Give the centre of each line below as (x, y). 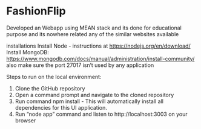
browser (25, 120)
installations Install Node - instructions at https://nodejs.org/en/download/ (98, 46)
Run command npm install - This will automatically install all (89, 101)
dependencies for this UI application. (61, 107)
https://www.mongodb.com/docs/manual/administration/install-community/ (100, 58)
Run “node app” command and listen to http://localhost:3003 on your (101, 114)
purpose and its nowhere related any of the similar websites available (93, 34)
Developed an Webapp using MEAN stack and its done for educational (94, 28)
